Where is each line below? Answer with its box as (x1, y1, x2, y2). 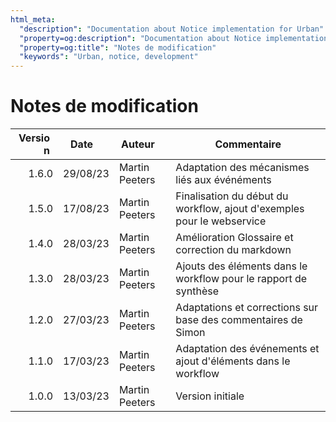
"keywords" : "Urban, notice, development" (19, 52, 199, 62)
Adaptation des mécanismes (175, 161, 310, 175)
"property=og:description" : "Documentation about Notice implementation (19, 33, 329, 43)
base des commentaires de (175, 313, 303, 327)
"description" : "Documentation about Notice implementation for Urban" (19, 24, 325, 34)
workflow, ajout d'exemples (175, 202, 305, 216)
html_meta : (10, 14, 56, 25)
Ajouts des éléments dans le (175, 259, 308, 273)
